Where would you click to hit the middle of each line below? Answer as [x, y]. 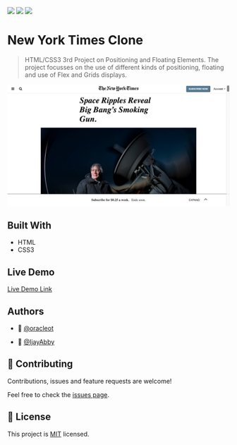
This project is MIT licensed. [48, 434]
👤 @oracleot [36, 329]
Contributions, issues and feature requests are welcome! [90, 381]
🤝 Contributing [40, 364]
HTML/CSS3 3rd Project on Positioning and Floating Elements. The [122, 59]
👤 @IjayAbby [36, 342]
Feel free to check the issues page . [58, 394]
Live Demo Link [30, 289]
